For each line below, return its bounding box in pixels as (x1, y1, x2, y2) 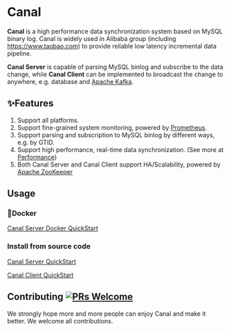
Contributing (7, 291, 64, 303)
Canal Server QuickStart (7, 257, 76, 266)
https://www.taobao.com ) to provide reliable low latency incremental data (7, 42, 216, 50)
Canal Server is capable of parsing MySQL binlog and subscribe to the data (7, 62, 223, 71)
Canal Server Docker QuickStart (7, 224, 98, 232)
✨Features (7, 98, 54, 110)
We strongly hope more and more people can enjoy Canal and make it (7, 309, 206, 318)
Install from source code (7, 241, 91, 251)
